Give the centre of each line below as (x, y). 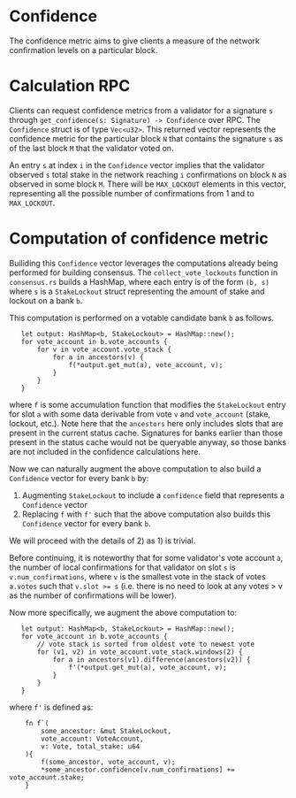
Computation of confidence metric (139, 238)
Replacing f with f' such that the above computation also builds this (146, 514)
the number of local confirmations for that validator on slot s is (122, 567)
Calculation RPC (70, 86)
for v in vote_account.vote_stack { (104, 349)
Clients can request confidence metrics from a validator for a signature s (141, 110)
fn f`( (37, 723)
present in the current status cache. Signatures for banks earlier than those (146, 433)
